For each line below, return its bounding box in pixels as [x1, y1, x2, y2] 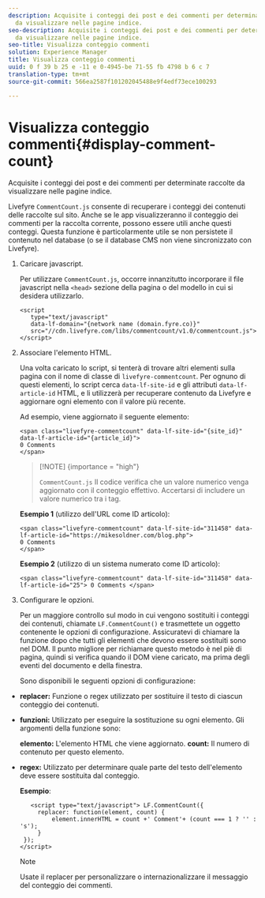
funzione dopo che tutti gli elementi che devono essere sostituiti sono [19, 636, 247, 645]
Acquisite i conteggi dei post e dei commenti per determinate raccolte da [8, 178, 245, 188]
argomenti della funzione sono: [19, 723, 121, 733]
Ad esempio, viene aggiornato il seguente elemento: [19, 412, 189, 422]
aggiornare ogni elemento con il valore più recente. [19, 396, 186, 407]
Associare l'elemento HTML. [19, 348, 112, 358]
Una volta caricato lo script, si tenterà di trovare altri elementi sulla [19, 363, 236, 373]
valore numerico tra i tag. [39, 494, 121, 504]
